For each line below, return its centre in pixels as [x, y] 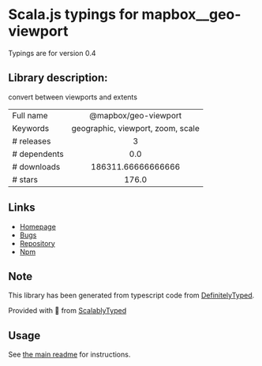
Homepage [38, 226]
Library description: [58, 78]
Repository [37, 243]
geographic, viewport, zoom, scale [135, 128]
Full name [30, 115]
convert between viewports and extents [73, 97]
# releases [32, 141]
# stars [25, 179]
